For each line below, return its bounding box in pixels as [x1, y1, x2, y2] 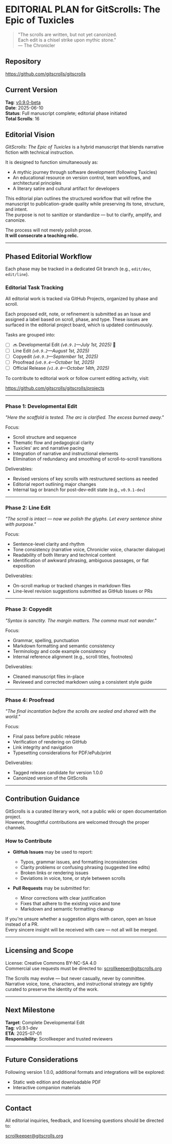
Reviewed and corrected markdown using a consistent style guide [12, 679, 153, 685]
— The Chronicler [17, 42, 55, 48]
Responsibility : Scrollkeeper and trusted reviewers [5, 1035, 113, 1042]
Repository [5, 57, 41, 66]
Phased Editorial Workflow [5, 252, 92, 261]
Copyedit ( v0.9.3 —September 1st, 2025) [12, 353, 99, 359]
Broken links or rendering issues [20, 870, 89, 876]
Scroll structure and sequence [12, 434, 77, 440]
